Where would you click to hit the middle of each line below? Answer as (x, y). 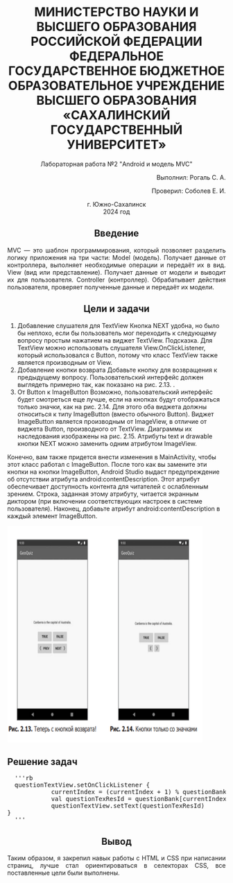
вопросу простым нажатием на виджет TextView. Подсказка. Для (115, 340)
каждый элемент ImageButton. (52, 516)
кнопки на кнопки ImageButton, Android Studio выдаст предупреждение (113, 472)
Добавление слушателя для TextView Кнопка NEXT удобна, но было (118, 325)
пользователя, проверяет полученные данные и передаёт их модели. (111, 287)
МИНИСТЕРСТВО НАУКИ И (116, 12)
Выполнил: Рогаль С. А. (191, 177)
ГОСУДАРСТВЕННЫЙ (116, 130)
